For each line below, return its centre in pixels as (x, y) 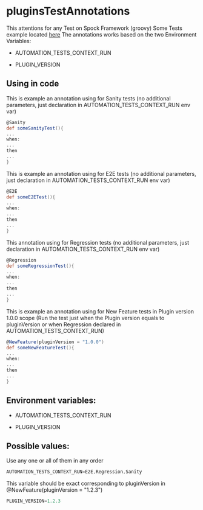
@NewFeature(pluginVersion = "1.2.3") (55, 490)
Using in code (33, 84)
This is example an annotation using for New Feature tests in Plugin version (100, 311)
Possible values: (38, 446)
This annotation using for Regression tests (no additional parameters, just (98, 242)
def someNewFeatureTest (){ (40, 348)
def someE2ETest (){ (31, 197)
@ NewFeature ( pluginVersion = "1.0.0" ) (55, 342)
